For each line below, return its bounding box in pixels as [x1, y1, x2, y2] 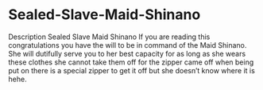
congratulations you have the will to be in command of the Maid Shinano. [8, 40, 247, 49]
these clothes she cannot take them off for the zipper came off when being [8, 57, 254, 67]
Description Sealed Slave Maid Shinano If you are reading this [8, 32, 211, 41]
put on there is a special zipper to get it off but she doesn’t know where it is [8, 65, 256, 75]
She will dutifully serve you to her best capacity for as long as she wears [8, 49, 246, 58]
